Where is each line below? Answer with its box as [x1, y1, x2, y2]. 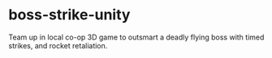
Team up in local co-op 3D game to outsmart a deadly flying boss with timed [8, 32, 265, 42]
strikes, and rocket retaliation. [8, 40, 108, 50]
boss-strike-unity [8, 6, 131, 24]
